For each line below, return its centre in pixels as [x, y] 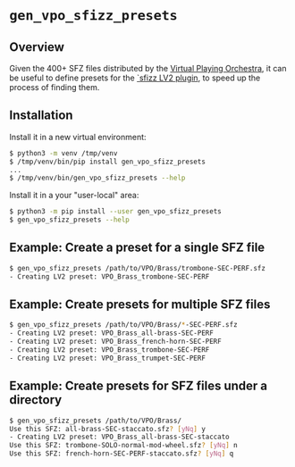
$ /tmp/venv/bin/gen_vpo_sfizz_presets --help [97, 178]
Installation [41, 116]
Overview [37, 47]
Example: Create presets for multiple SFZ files [140, 305]
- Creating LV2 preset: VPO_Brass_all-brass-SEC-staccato [119, 437]
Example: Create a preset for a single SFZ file [137, 248]
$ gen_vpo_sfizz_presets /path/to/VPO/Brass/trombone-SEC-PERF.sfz [138, 268]
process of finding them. [55, 87]
